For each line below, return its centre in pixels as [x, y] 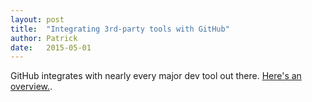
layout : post [37, 19]
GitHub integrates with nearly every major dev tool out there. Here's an [156, 76]
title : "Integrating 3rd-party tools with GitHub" [120, 29]
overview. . [31, 87]
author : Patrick [44, 38]
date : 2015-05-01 [51, 47]
